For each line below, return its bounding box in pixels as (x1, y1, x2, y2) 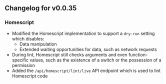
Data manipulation (19, 41, 57, 47)
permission (11, 62, 35, 68)
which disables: (11, 35, 44, 41)
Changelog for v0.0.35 (4, 4, 77, 12)
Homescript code (11, 72, 48, 79)
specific (11, 57, 28, 63)
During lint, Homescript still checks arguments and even (11, 51, 128, 57)
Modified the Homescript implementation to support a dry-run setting (11, 30, 155, 36)
